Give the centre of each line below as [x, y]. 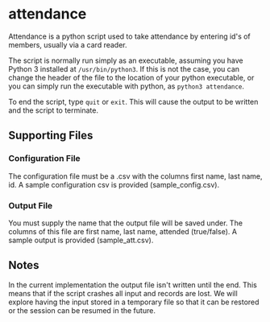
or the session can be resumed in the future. [82, 310]
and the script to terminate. [54, 110]
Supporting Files [51, 136]
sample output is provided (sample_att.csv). [81, 240]
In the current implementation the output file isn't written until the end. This [133, 285]
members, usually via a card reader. [68, 44]
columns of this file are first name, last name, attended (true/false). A [123, 231]
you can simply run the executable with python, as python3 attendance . [126, 86]
